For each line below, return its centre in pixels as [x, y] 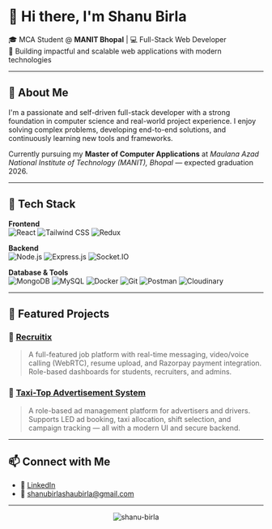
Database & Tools [38, 272]
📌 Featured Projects [59, 314]
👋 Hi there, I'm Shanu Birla [98, 17]
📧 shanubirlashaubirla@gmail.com [77, 494]
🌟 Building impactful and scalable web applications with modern [115, 51]
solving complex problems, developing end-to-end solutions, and [117, 130]
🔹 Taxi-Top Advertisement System [77, 393]
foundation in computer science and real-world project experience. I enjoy [132, 121]
